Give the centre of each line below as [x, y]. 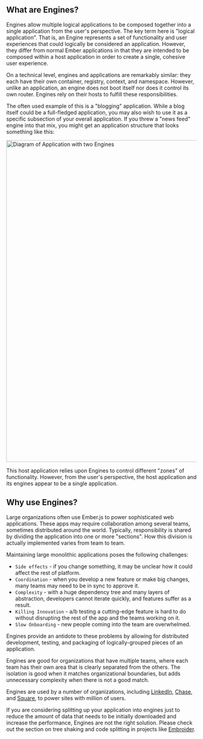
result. [23, 605]
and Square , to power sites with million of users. [66, 698]
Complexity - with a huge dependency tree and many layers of [92, 592]
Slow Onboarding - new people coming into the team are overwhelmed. [103, 624]
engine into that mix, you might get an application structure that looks [93, 125]
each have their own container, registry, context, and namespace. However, [100, 81]
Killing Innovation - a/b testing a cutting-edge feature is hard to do [100, 611]
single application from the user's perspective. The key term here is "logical [101, 31]
